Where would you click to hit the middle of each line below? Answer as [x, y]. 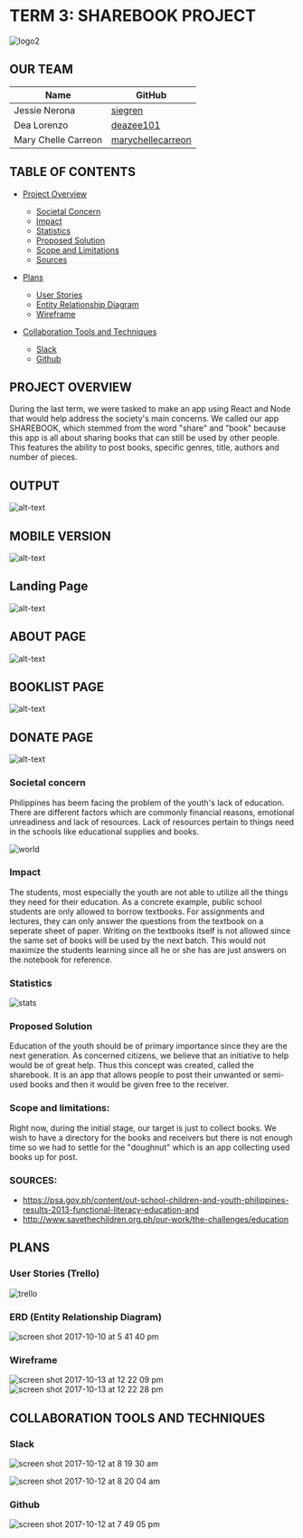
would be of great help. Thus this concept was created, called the [132, 1066]
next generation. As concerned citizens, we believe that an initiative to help [149, 1056]
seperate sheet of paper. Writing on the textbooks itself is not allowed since [150, 930]
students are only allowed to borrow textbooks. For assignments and [137, 911]
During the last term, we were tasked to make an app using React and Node [150, 409]
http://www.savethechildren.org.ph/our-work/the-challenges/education [156, 1220]
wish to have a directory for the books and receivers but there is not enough [151, 1137]
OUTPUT [35, 486]
